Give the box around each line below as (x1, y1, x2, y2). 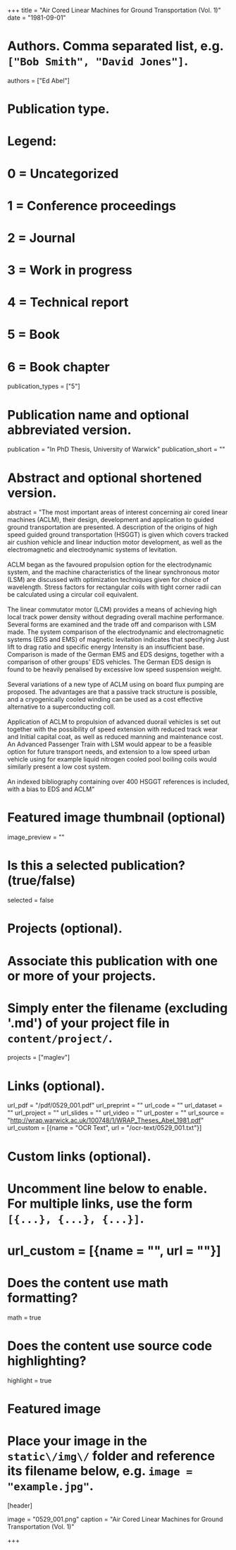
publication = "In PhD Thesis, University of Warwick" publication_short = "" (7, 445, 225, 454)
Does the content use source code (7, 1338, 213, 1354)
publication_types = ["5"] (7, 382, 80, 390)
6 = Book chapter (7, 359, 111, 375)
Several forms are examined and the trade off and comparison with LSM (7, 620, 217, 629)
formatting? (7, 1290, 78, 1306)
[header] (7, 1501, 33, 1510)
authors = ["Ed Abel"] (7, 76, 70, 85)
